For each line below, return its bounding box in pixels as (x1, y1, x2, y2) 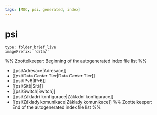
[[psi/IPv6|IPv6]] (12, 77, 46, 84)
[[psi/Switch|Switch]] (12, 88, 56, 94)
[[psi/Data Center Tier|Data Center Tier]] (12, 73, 95, 78)
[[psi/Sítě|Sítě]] (12, 83, 43, 89)
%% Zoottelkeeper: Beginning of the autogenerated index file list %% (5, 58, 147, 64)
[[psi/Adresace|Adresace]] (12, 67, 67, 73)
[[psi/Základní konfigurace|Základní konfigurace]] (12, 93, 114, 99)
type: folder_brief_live (5, 45, 56, 50)
